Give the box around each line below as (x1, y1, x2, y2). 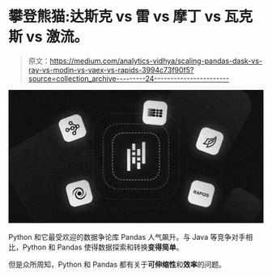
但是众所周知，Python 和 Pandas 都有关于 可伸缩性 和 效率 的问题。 (8, 260, 227, 270)
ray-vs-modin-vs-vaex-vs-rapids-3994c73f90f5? (28, 65, 194, 75)
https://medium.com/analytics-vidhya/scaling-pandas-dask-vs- (49, 56, 263, 66)
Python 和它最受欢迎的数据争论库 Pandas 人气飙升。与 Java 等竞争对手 (8, 232, 246, 242)
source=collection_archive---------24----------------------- (28, 74, 229, 83)
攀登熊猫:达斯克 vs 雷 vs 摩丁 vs (8, 7, 221, 26)
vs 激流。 (25, 28, 89, 46)
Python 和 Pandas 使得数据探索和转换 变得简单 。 (22, 242, 184, 252)
